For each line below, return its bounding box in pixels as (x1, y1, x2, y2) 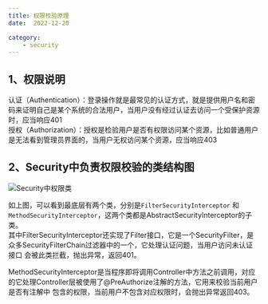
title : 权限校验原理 (8, 11, 69, 20)
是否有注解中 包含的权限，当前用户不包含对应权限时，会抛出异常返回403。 (8, 286, 254, 296)
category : (8, 34, 41, 41)
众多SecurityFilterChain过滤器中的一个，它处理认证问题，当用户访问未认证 (8, 240, 254, 250)
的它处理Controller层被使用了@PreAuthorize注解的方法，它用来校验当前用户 (8, 277, 258, 286)
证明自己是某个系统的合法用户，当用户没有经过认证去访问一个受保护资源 (22, 105, 260, 115)
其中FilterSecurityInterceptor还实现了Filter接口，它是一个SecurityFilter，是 (8, 230, 254, 239)
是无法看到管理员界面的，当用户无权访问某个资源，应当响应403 (8, 135, 218, 144)
